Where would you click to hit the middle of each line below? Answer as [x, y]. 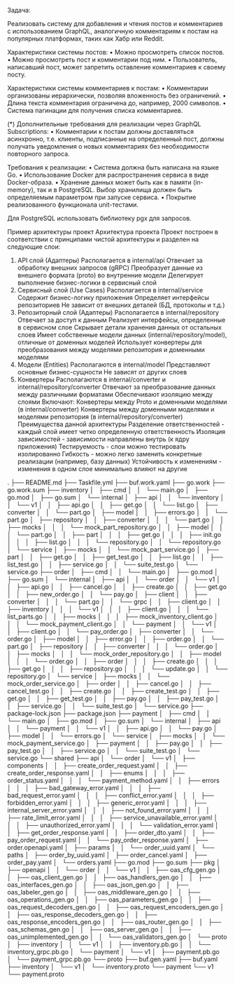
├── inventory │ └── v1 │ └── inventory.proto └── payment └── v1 [111, 966]
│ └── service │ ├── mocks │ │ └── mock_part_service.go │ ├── [113, 549]
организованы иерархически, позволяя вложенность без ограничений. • [117, 95]
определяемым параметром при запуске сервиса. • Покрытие [102, 197]
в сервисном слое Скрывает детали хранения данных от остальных [120, 327]
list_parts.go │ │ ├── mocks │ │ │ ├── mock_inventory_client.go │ [113, 617]
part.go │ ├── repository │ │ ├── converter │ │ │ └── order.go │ [113, 646]
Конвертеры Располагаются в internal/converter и [92, 379]
